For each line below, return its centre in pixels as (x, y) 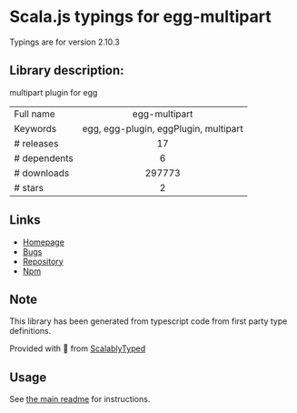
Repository (43, 261)
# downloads (42, 173)
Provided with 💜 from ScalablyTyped (78, 348)
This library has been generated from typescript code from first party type (148, 321)
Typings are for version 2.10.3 (64, 42)
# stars (29, 187)
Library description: (67, 71)
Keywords (35, 128)
